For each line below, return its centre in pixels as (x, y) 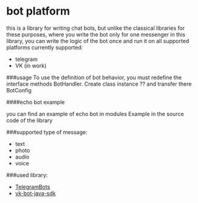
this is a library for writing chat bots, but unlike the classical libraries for (96, 28)
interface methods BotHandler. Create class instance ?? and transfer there (99, 84)
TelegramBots (32, 187)
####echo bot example (36, 102)
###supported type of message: (47, 132)
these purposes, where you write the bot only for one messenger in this (96, 34)
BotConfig (19, 90)
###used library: (27, 175)
